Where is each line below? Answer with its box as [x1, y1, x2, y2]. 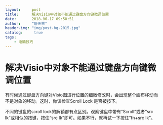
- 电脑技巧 [14, 40, 34, 44]
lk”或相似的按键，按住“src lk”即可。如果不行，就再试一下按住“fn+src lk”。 [5, 115, 156, 121]
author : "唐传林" [5, 21, 47, 26]
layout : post [5, 7, 41, 12]
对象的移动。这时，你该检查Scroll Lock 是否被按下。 [13, 98, 120, 104]
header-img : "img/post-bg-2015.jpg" [5, 26, 81, 31]
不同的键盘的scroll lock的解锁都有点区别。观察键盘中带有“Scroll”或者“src [5, 108, 154, 114]
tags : [5, 35, 16, 40]
